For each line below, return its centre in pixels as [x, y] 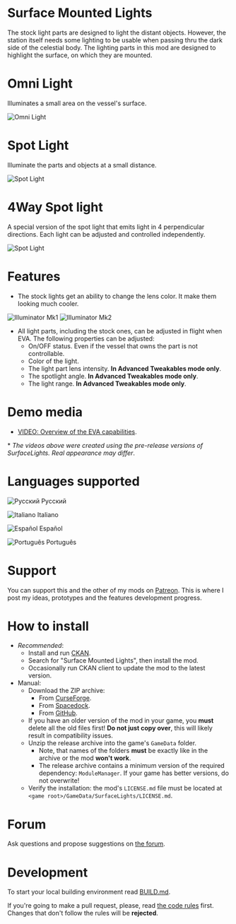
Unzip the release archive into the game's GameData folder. [112, 743]
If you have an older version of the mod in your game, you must [121, 721]
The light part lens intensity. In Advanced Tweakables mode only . [124, 368]
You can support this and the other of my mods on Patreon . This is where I [116, 590]
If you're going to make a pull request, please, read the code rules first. [111, 906]
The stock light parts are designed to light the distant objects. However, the [117, 32]
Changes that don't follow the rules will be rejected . [83, 913]
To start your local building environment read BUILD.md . [89, 892]
